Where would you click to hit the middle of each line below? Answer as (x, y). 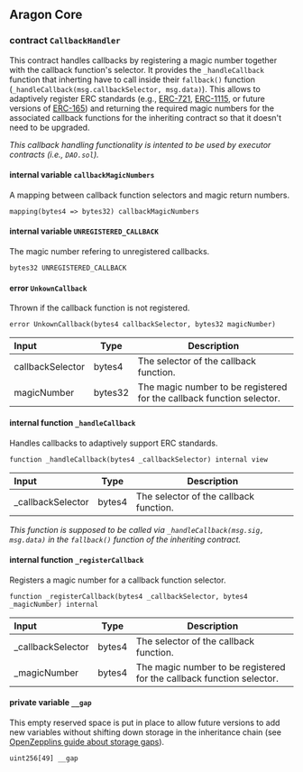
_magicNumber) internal (54, 604)
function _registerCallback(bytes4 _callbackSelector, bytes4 (129, 596)
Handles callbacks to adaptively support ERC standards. (114, 443)
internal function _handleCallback (73, 422)
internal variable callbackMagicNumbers (82, 175)
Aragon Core (46, 15)
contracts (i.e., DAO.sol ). (54, 154)
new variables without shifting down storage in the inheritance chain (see (146, 732)
